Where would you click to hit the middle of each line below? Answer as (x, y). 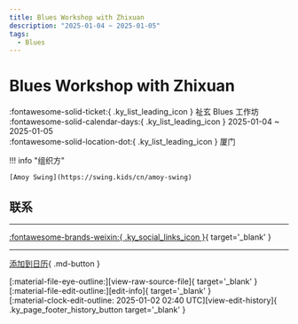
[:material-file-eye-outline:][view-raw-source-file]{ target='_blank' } (133, 281)
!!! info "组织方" (37, 161)
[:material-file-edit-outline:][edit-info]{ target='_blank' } (110, 291)
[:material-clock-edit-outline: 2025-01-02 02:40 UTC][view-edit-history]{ (143, 300)
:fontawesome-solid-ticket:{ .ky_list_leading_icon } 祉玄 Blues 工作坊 (134, 112)
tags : (19, 34)
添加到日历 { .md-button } (55, 264)
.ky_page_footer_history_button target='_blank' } (98, 310)
